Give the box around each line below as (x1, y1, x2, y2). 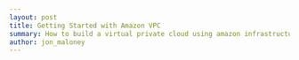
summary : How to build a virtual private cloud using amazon (9, 29, 241, 38)
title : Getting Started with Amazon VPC (9, 21, 162, 30)
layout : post (9, 12, 58, 22)
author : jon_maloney (9, 37, 86, 47)
